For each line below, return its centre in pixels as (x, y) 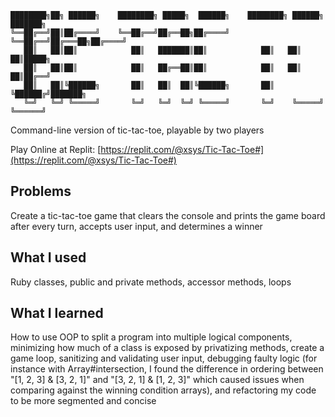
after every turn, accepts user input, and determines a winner (136, 226)
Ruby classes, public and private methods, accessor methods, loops (151, 282)
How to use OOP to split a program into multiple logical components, (151, 337)
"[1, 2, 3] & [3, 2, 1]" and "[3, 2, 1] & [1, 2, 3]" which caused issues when (157, 380)
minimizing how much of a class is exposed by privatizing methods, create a (167, 348)
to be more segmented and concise (83, 401)
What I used (48, 257)
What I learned (57, 313)
